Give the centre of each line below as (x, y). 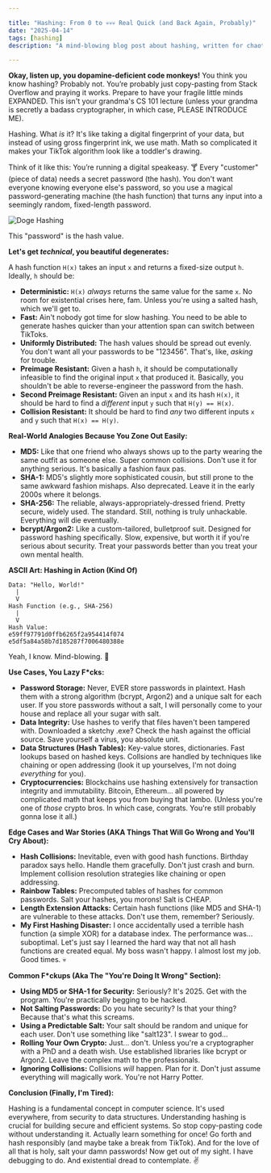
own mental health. (52, 555)
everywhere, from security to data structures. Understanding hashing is (127, 1117)
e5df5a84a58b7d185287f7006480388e (67, 642)
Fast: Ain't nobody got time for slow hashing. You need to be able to (133, 317)
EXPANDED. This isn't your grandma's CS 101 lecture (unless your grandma (133, 101)
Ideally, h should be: (42, 276)
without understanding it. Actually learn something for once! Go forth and (130, 1134)
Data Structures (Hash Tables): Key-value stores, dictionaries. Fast (132, 748)
